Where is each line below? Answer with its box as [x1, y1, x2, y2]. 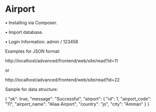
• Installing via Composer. [5, 20, 57, 26]
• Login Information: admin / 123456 [5, 38, 78, 45]
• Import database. [5, 29, 43, 35]
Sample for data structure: [5, 86, 58, 92]
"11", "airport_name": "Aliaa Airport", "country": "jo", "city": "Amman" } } [5, 101, 150, 107]
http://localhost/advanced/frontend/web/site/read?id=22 [5, 77, 120, 83]
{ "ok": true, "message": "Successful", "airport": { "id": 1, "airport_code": [5, 96, 152, 102]
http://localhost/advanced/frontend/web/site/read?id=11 [5, 57, 118, 63]
